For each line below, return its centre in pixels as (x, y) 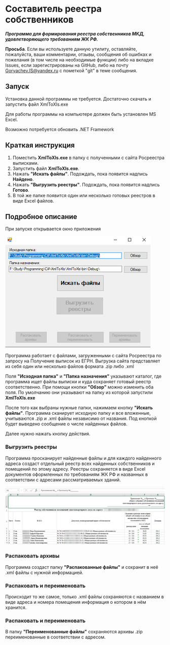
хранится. (16, 607)
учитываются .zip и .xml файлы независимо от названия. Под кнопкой (81, 419)
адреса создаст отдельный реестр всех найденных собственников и (80, 464)
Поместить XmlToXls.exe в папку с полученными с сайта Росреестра (89, 158)
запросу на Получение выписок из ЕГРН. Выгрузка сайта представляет (83, 361)
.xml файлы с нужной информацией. (44, 572)
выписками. (26, 163)
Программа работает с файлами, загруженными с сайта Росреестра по (83, 356)
